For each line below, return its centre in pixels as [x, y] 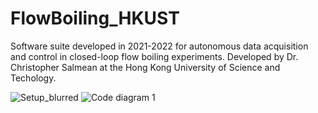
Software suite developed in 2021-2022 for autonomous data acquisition [159, 46]
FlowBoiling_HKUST [95, 18]
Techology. [33, 78]
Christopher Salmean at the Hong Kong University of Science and [145, 67]
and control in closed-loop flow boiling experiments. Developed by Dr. [154, 56]
